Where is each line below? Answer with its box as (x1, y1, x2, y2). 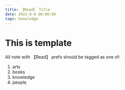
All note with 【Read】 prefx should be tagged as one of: (5, 54, 121, 60)
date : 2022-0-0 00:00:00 (5, 12, 56, 17)
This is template (5, 37, 72, 48)
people (12, 79, 27, 86)
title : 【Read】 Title (5, 7, 50, 12)
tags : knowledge (5, 16, 38, 21)
